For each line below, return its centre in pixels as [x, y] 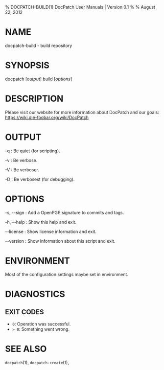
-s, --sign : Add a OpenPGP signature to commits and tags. [65, 212]
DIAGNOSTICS [35, 294]
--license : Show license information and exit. [51, 231]
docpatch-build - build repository [39, 46]
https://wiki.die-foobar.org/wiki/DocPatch [47, 117]
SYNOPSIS [27, 65]
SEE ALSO [26, 349]
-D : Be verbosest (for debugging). [40, 179]
